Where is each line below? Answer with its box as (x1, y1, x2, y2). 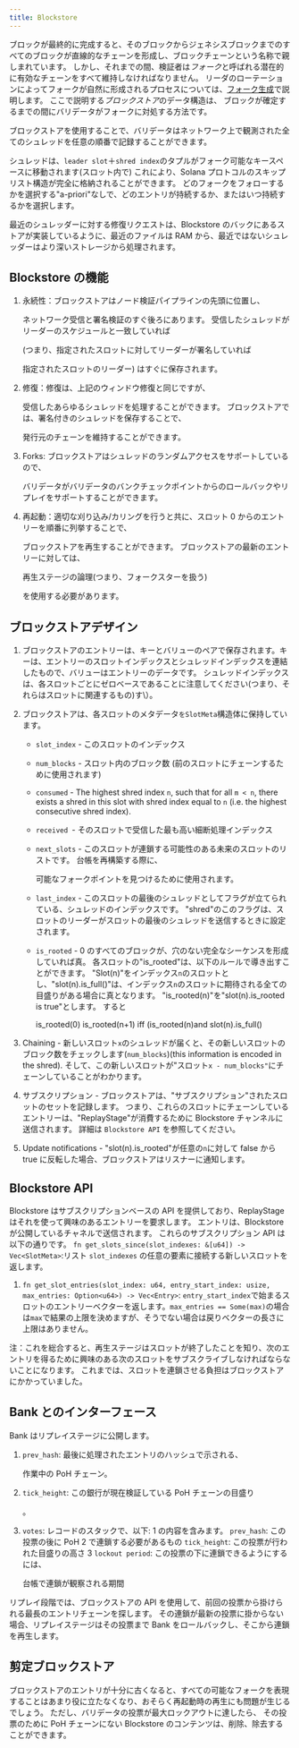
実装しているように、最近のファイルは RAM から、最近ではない (32, 230, 266, 241)
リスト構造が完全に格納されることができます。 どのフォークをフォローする (9, 177, 285, 188)
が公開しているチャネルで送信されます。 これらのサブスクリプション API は (9, 1228, 286, 1239)
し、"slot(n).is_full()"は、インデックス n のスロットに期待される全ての (35, 979, 287, 990)
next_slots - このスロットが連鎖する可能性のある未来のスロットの (35, 843, 279, 855)
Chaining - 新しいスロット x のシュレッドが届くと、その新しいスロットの (21, 1037, 286, 1048)
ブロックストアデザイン (9, 619, 138, 635)
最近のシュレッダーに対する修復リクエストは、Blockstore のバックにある (9, 218, 278, 229)
